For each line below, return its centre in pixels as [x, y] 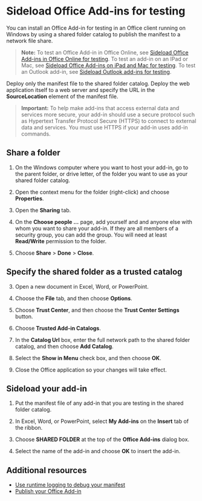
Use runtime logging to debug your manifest [70, 485]
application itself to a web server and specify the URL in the [81, 90]
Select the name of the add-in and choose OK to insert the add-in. [98, 451]
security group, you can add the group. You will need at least [91, 235]
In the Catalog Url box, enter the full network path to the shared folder [103, 339]
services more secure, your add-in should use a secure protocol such [108, 114]
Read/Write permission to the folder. [61, 241]
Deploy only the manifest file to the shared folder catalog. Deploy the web [98, 83]
